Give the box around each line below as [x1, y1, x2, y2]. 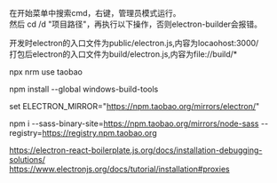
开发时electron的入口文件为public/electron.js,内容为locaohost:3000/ [9, 38, 259, 48]
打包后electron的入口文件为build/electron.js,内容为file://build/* [9, 49, 238, 60]
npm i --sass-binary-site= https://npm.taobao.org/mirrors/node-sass [9, 118, 259, 129]
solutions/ [9, 155, 46, 164]
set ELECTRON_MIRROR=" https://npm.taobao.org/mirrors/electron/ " [9, 101, 260, 111]
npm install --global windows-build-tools [9, 84, 159, 94]
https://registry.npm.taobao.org [42, 128, 157, 138]
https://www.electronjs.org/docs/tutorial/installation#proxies [9, 163, 230, 174]
